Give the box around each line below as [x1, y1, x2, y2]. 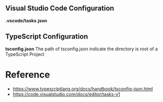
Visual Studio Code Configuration [5, 4, 115, 13]
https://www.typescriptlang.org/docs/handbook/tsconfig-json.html [12, 86, 153, 92]
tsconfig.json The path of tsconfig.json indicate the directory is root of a [5, 46, 158, 52]
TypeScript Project [5, 51, 45, 57]
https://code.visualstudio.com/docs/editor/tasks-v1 [12, 91, 121, 97]
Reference [5, 69, 50, 80]
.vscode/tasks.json [5, 17, 47, 23]
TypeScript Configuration [5, 32, 88, 41]
